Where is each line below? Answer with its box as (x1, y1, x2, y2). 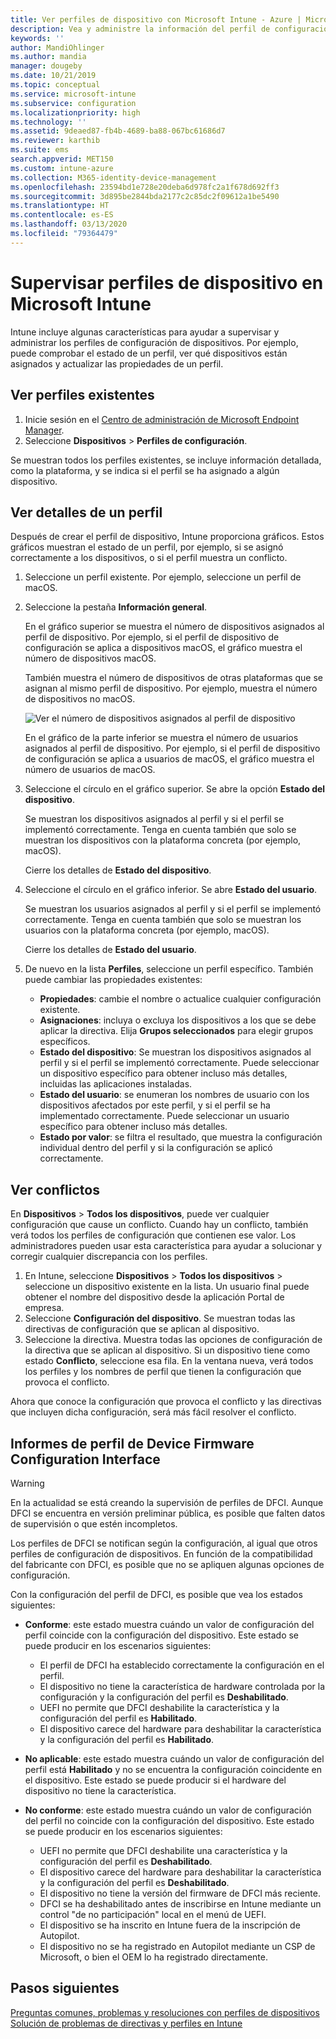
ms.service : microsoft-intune (10, 89, 137, 99)
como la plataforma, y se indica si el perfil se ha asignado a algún (10, 464, 280, 476)
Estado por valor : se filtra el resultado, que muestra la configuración (39, 1131, 323, 1143)
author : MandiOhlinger (10, 42, 105, 53)
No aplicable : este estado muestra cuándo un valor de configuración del (24, 1752, 325, 1765)
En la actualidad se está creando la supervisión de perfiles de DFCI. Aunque (10, 1496, 324, 1508)
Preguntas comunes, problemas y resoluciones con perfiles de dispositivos (10, 2006, 320, 2018)
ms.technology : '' (10, 117, 87, 127)
